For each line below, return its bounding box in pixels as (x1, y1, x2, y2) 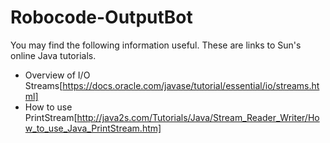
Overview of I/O (24, 69, 91, 81)
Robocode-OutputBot (10, 6, 193, 29)
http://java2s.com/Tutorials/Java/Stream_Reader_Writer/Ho (76, 111, 320, 123)
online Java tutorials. (10, 49, 97, 61)
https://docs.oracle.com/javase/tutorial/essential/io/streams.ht (62, 79, 320, 91)
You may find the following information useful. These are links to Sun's (10, 39, 302, 51)
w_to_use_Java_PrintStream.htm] (24, 122, 162, 134)
